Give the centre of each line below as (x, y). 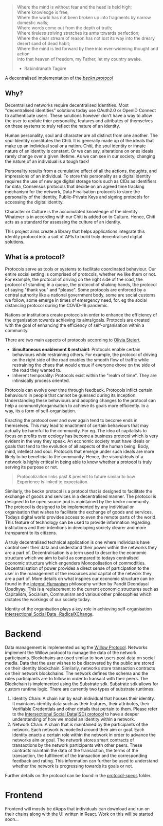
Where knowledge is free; (43, 12)
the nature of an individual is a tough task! (47, 161)
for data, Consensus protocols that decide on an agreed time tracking (75, 186)
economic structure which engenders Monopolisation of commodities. (75, 563)
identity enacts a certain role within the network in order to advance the (84, 735)
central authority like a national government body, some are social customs (80, 295)
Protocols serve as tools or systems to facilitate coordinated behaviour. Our (81, 269)
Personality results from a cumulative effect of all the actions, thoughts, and (81, 171)
